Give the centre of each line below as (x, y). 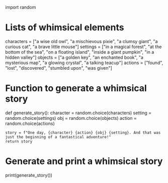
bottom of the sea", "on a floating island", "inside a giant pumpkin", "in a (80, 52)
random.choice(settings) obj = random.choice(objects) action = (71, 118)
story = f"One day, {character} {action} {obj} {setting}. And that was (83, 132)
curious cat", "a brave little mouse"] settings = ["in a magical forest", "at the (83, 47)
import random (21, 7)
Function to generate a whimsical (76, 88)
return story (19, 141)
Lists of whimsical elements (65, 28)
